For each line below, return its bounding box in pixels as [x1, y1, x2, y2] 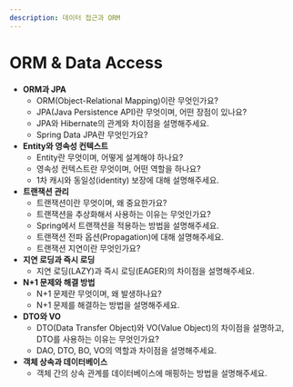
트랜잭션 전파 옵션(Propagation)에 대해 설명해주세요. [35, 231, 225, 242]
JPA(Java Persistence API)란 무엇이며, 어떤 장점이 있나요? [35, 106, 248, 117]
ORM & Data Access [9, 52, 164, 73]
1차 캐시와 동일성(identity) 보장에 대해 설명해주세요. [35, 174, 220, 185]
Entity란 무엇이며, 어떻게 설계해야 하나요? [35, 152, 184, 163]
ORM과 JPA [22, 84, 66, 94]
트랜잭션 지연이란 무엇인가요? [35, 243, 141, 253]
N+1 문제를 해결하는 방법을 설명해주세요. [35, 299, 180, 310]
